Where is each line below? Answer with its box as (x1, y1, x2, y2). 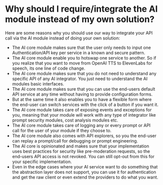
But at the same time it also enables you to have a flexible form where (12, 96, 152, 102)
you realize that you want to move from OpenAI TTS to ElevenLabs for (12, 60, 152, 66)
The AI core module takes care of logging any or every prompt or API (12, 122, 151, 128)
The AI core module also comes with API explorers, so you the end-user (12, 133, 157, 139)
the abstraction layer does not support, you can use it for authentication (12, 169, 157, 175)
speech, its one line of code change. (12, 65, 86, 71)
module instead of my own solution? (5, 14, 155, 25)
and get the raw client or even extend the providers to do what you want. (12, 174, 159, 180)
